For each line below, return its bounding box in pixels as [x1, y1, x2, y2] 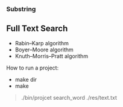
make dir [14, 76, 37, 83]
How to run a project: [6, 64, 59, 71]
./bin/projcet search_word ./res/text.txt [20, 94, 118, 101]
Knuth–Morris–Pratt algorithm [14, 52, 89, 59]
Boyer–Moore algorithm [14, 46, 74, 53]
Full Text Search [6, 24, 68, 34]
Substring [6, 5, 36, 13]
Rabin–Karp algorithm [14, 39, 69, 47]
